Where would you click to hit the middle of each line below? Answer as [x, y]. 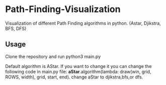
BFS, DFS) [16, 28]
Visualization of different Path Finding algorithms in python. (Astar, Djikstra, [83, 23]
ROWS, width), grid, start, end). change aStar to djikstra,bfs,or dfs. [74, 77]
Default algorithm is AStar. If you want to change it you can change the [78, 66]
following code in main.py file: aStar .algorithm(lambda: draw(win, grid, [78, 71]
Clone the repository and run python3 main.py [53, 56]
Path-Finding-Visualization [63, 9]
